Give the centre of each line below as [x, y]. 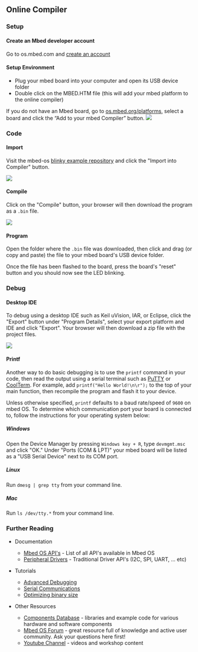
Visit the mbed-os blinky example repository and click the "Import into [91, 160]
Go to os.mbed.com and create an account [58, 54]
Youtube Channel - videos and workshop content [83, 643]
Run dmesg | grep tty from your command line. [64, 484]
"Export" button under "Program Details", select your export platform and [95, 322]
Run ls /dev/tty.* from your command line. [60, 513]
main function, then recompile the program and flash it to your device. [91, 391]
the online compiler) [39, 99]
